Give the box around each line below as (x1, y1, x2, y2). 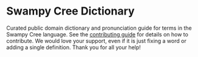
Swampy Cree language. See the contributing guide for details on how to (6, 30, 188, 38)
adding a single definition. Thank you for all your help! (6, 44, 141, 51)
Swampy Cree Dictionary (6, 4, 135, 18)
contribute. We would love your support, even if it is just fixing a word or (6, 37, 186, 44)
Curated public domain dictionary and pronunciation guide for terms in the (6, 24, 193, 32)
